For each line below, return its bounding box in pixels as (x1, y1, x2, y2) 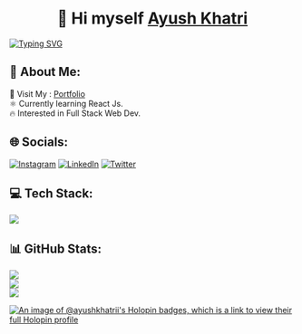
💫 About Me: (9, 64, 82, 80)
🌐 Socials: (9, 135, 69, 150)
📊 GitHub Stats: (9, 241, 102, 256)
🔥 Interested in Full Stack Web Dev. (9, 108, 141, 119)
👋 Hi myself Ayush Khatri (56, 8, 248, 29)
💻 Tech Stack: (9, 186, 93, 201)
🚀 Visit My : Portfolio (9, 88, 86, 99)
